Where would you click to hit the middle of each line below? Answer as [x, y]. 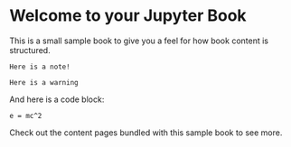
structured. [30, 50]
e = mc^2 [26, 115]
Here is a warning [44, 82]
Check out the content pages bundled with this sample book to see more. [146, 133]
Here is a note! [40, 67]
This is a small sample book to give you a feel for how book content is [139, 41]
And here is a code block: [57, 99]
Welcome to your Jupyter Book [128, 16]
